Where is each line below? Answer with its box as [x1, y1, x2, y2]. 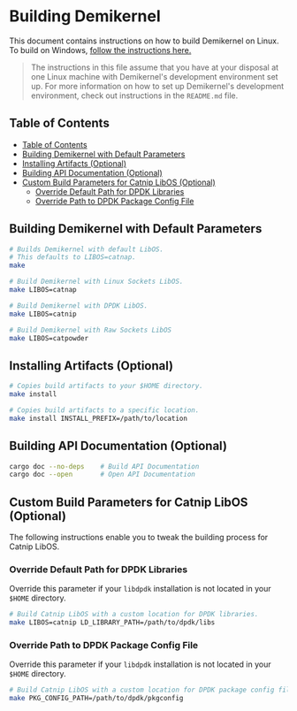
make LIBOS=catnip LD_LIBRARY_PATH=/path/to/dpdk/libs [9, 618, 216, 627]
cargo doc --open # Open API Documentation [9, 470, 196, 479]
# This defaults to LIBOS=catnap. [9, 253, 137, 262]
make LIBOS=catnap [9, 286, 77, 294]
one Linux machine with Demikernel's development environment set [30, 71, 278, 81]
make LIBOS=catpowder [9, 333, 89, 342]
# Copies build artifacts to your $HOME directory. [9, 382, 203, 391]
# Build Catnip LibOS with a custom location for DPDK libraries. [9, 610, 259, 619]
